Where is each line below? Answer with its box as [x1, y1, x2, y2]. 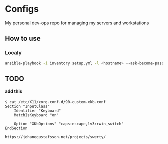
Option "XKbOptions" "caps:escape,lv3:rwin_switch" [14, 121, 124, 127]
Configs [5, 3, 39, 15]
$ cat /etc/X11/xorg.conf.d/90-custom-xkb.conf [5, 100, 106, 105]
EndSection [5, 126, 28, 131]
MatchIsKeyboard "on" [14, 113, 59, 118]
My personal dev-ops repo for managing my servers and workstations [5, 20, 149, 26]
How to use [5, 34, 41, 43]
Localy [5, 49, 22, 56]
